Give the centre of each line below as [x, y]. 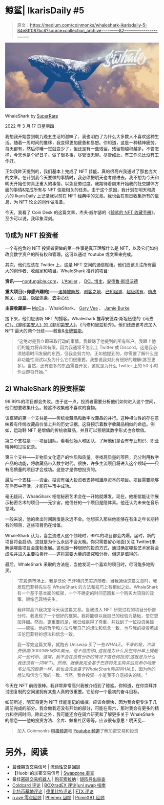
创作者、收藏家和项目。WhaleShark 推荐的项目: [61, 271]
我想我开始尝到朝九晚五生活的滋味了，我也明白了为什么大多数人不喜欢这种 [80, 137]
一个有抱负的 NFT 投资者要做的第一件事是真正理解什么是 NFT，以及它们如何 [82, 248]
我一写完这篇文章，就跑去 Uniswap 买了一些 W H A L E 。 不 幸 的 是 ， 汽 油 [86, 644]
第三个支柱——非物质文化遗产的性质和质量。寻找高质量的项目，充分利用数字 [82, 457]
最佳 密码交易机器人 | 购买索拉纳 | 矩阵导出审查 [59, 779]
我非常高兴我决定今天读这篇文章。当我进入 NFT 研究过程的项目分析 [84, 609]
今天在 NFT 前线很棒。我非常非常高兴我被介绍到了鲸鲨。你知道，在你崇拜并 [81, 685]
